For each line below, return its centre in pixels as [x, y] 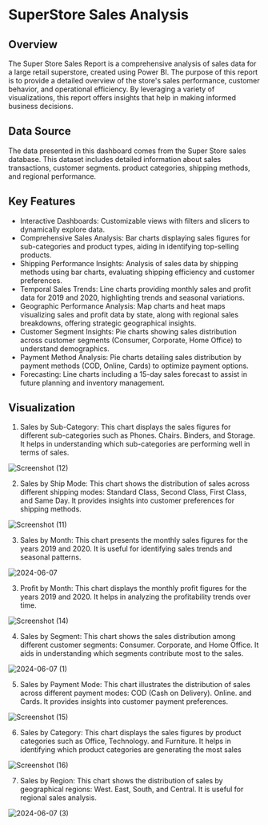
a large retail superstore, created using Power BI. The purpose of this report [133, 72]
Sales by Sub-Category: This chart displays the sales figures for [125, 427]
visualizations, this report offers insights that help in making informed [122, 97]
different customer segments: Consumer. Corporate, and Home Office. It [139, 645]
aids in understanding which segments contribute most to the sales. [132, 653]
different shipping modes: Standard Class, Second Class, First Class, [133, 492]
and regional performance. [52, 176]
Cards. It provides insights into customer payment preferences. [124, 702]
